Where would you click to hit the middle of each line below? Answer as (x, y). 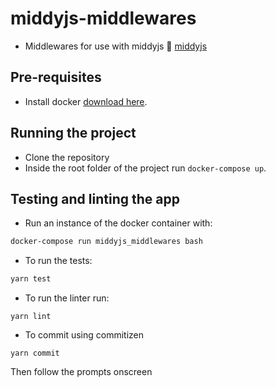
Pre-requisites (56, 77)
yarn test (31, 279)
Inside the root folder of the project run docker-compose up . (145, 168)
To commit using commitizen (84, 335)
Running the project (73, 133)
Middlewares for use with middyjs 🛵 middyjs (116, 46)
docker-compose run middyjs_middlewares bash (106, 242)
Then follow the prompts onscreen (81, 372)
